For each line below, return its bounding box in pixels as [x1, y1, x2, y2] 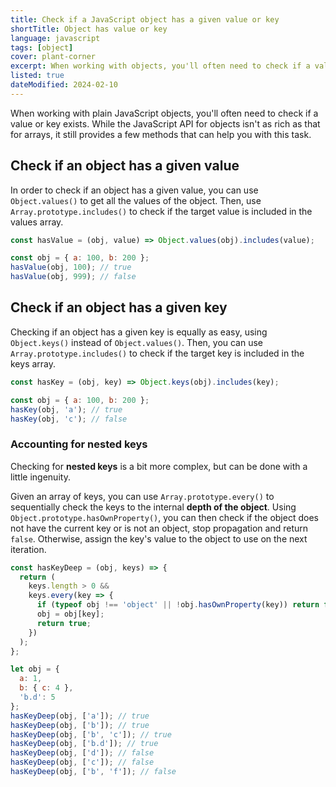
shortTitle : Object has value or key [10, 24, 168, 34]
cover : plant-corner [10, 52, 97, 62]
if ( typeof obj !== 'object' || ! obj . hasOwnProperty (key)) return [36, 600, 320, 610]
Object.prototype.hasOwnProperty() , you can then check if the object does [10, 511, 319, 523]
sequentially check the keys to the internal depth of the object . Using [10, 501, 297, 513]
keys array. [10, 357, 57, 370]
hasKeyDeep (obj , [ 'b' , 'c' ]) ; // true [10, 729, 172, 740]
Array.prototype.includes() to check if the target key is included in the [10, 347, 305, 359]
